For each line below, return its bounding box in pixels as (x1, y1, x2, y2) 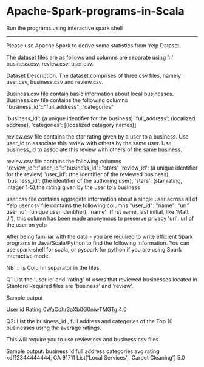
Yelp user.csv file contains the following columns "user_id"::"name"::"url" (6, 202, 189, 209)
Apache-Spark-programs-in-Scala (6, 4, 185, 18)
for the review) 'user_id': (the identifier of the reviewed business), (6, 170, 171, 177)
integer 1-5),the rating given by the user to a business (6, 184, 141, 191)
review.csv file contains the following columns (6, 157, 121, 165)
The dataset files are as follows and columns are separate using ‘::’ (6, 53, 174, 61)
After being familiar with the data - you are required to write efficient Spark (6, 233, 193, 240)
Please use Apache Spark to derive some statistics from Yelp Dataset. (6, 41, 181, 49)
